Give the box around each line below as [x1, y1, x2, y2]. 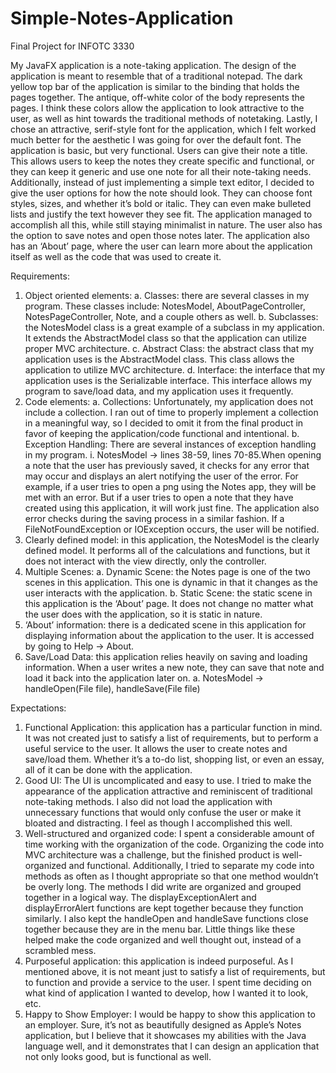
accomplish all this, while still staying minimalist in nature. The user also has [10, 218, 323, 231]
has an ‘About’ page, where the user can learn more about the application [10, 240, 313, 252]
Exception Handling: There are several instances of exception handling [24, 438, 317, 450]
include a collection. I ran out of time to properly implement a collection [24, 406, 319, 418]
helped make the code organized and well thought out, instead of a [24, 933, 302, 946]
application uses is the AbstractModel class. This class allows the [24, 353, 295, 365]
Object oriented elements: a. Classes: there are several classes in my [24, 289, 310, 301]
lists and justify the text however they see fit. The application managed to [10, 208, 313, 220]
